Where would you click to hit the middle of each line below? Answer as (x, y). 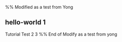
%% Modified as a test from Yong (39, 7)
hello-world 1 (25, 22)
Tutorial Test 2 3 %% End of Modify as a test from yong (61, 34)
